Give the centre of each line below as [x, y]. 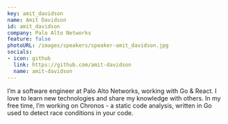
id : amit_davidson [34, 26]
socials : [20, 52]
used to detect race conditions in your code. [70, 113]
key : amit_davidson [35, 13]
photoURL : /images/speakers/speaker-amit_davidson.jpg [88, 45]
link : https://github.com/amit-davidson [72, 65]
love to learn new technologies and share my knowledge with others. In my [114, 98]
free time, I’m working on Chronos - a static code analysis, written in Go [110, 105]
